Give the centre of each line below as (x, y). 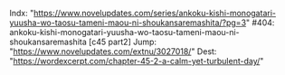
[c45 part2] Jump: (123, 42)
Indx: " (22, 13)
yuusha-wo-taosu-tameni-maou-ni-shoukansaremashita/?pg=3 (128, 23)
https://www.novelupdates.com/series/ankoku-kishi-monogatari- (154, 13)
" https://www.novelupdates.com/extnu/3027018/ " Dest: (113, 52)
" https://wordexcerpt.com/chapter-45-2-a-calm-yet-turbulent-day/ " (137, 61)
